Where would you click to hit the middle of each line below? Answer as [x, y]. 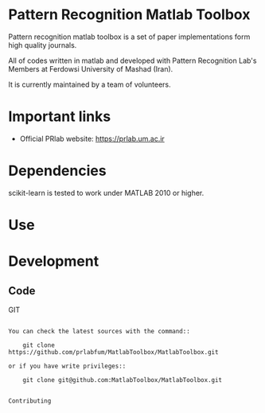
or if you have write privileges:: [67, 366]
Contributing [30, 401]
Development [54, 261]
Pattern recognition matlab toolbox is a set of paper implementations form [129, 37]
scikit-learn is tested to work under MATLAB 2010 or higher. [106, 193]
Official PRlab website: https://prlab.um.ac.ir [92, 138]
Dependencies [57, 171]
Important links [60, 117]
